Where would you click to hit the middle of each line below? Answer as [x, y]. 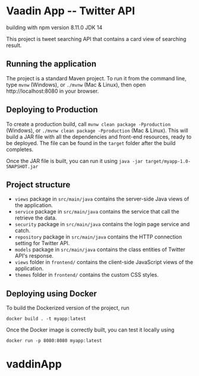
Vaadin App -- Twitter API [71, 11]
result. [14, 45]
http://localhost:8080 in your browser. [53, 91]
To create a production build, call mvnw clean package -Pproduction [89, 124]
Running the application [51, 64]
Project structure [38, 185]
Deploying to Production [52, 110]
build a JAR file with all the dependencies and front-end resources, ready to [99, 137]
